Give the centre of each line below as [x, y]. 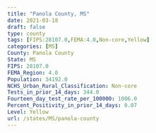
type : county [26, 33]
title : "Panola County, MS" [49, 14]
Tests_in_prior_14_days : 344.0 [53, 92]
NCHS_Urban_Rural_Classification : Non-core [72, 86]
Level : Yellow [28, 112]
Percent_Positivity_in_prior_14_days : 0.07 [72, 106]
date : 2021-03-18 [33, 20]
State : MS [22, 60]
